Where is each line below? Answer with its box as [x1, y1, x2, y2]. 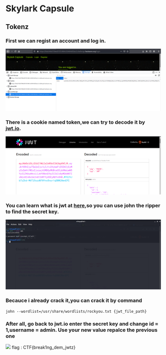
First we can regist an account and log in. [5, 37, 106, 44]
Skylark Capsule [5, 3, 74, 14]
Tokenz [5, 23, 29, 31]
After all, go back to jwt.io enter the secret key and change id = [5, 320, 159, 327]
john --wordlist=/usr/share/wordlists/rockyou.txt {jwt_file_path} [5, 309, 147, 314]
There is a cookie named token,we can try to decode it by [5, 119, 145, 126]
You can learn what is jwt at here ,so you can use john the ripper [5, 202, 161, 209]
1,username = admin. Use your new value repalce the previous [5, 326, 158, 333]
